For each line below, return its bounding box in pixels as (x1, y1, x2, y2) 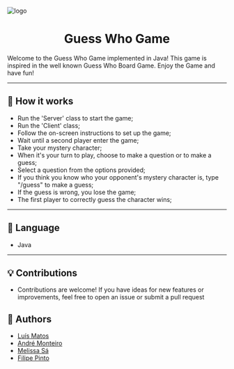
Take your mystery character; (17, 143, 102, 152)
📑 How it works (7, 95, 74, 107)
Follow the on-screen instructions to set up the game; (17, 129, 172, 137)
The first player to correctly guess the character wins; (17, 195, 172, 203)
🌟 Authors (7, 313, 52, 325)
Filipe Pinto (17, 354, 50, 362)
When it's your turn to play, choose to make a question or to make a (17, 150, 212, 159)
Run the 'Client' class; (17, 121, 80, 129)
